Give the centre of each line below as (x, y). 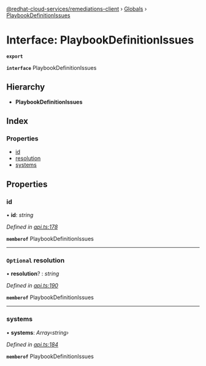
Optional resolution (36, 261)
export (15, 56)
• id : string (20, 215)
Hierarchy (26, 87)
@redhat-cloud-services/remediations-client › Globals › (77, 9)
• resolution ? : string (33, 274)
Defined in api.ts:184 (32, 344)
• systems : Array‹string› (38, 332)
